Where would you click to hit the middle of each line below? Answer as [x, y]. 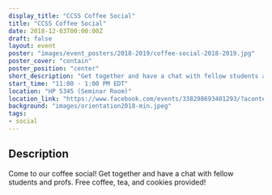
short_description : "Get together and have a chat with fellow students [134, 76]
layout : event [32, 46]
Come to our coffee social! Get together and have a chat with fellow [121, 173]
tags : [17, 114]
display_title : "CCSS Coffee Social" [72, 16]
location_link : [34, 99]
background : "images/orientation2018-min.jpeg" [90, 106]
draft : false [30, 38]
